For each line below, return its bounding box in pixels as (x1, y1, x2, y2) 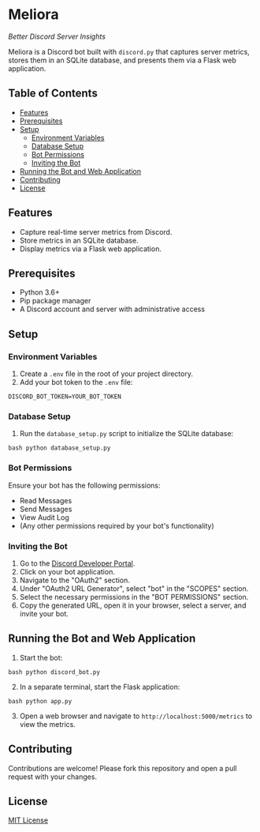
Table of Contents (8, 87, 98, 100)
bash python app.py (8, 697, 72, 705)
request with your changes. (8, 772, 97, 781)
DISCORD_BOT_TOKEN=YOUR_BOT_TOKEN (8, 393, 122, 401)
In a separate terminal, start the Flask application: (19, 682, 180, 691)
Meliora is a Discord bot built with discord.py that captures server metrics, (8, 47, 250, 56)
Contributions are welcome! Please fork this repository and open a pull (8, 763, 237, 773)
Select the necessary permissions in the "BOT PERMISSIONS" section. (19, 592, 249, 601)
